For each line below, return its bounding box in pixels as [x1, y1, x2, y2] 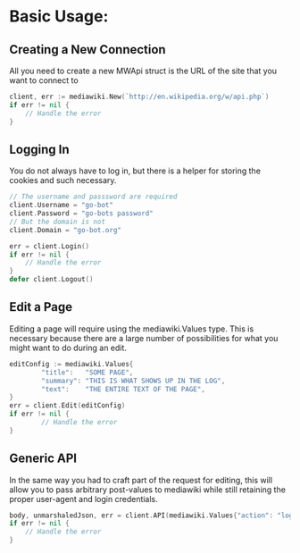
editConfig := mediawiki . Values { [9, 359, 134, 368]
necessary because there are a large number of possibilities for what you [9, 332, 279, 343]
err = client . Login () [9, 241, 90, 251]
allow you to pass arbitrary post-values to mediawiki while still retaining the [9, 484, 286, 495]
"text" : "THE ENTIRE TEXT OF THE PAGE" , [41, 384, 205, 394]
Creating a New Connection [9, 42, 167, 57]
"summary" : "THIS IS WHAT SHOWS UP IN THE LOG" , [41, 376, 226, 385]
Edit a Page [9, 299, 73, 314]
